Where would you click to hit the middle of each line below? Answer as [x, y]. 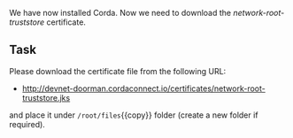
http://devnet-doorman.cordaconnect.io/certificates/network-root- [143, 88]
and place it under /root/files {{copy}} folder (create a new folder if [134, 115]
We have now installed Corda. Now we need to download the [120, 13]
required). [27, 124]
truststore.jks [46, 97]
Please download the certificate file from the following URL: [118, 71]
